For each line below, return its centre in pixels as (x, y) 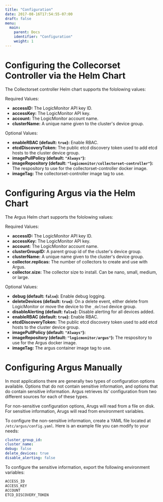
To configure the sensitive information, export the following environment (77, 467)
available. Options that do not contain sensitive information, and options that (81, 386)
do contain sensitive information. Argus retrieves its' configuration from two (81, 391)
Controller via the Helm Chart (65, 75)
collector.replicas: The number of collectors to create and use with (80, 261)
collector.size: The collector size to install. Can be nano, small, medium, (84, 272)
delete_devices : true (27, 453)
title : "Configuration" (29, 9)
